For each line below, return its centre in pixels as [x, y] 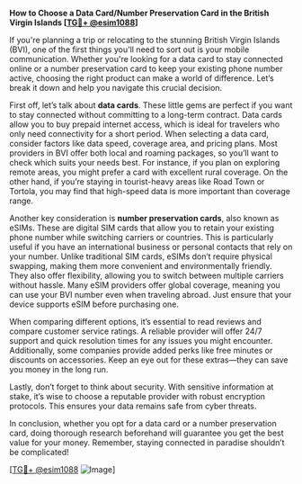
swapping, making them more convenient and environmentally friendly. [141, 266]
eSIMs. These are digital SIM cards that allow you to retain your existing [142, 228]
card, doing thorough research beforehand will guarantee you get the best [147, 433]
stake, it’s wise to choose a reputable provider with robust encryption [138, 396]
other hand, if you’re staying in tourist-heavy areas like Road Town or [137, 182]
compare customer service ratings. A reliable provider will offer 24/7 [136, 331]
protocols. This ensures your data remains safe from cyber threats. [133, 406]
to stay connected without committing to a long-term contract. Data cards [146, 115]
